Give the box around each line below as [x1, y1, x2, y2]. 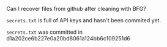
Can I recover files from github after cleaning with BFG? [6, 5, 147, 12]
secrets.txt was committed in [6, 28, 83, 36]
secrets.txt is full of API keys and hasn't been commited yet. [6, 17, 161, 23]
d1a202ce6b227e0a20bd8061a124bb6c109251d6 [6, 35, 130, 42]
